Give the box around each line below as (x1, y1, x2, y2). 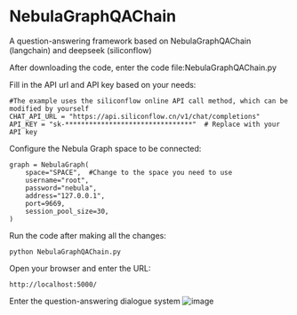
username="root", (25, 176, 90, 185)
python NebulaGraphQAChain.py (9, 247, 122, 256)
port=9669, (25, 199, 66, 208)
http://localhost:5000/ (9, 280, 98, 289)
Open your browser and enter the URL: (9, 263, 151, 273)
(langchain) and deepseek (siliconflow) (9, 44, 153, 55)
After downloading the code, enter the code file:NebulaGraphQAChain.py (9, 62, 277, 73)
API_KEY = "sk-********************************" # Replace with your (9, 120, 280, 129)
